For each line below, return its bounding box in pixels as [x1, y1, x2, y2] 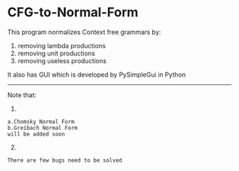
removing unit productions [17, 49, 95, 57]
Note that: [7, 90, 37, 99]
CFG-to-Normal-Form [7, 4, 139, 21]
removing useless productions [17, 56, 107, 65]
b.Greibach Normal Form [7, 124, 78, 131]
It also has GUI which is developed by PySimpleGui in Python [7, 70, 186, 79]
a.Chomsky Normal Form [7, 118, 75, 125]
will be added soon [7, 131, 65, 138]
